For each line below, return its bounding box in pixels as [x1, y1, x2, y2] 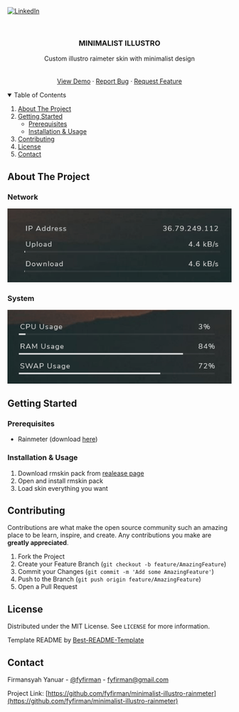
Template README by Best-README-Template [7, 636, 144, 644]
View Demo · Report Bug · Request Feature [56, 77, 183, 85]
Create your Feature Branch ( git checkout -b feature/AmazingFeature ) [17, 560, 227, 568]
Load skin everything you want [17, 484, 108, 492]
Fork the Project [17, 552, 65, 561]
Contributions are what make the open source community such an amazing [7, 524, 228, 532]
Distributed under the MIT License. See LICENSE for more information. [7, 622, 210, 631]
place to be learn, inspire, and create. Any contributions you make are [7, 531, 212, 540]
